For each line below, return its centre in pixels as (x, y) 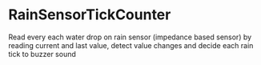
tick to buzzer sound (42, 54)
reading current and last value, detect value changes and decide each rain (131, 45)
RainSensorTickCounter (90, 15)
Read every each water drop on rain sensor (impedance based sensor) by (130, 37)
